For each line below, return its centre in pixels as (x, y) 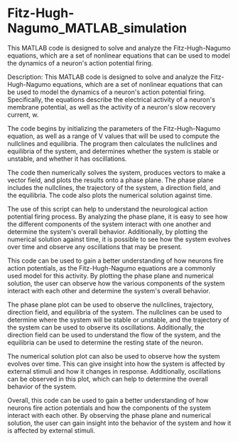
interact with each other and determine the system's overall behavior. (109, 290)
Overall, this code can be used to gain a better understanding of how (108, 400)
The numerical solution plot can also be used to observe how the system (114, 356)
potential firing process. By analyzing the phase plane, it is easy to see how (118, 216)
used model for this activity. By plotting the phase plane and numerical (111, 275)
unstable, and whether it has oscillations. (67, 159)
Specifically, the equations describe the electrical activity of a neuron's (111, 99)
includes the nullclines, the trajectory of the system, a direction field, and (114, 187)
